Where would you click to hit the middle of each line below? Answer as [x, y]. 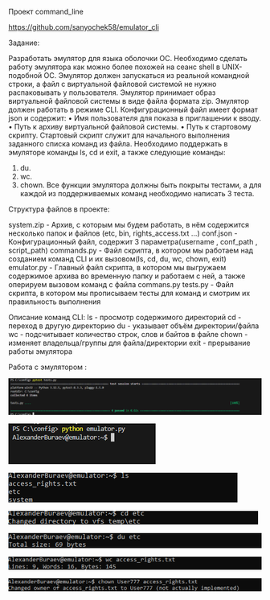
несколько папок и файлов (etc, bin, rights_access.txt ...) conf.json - [123, 233]
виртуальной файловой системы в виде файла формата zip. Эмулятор [129, 101]
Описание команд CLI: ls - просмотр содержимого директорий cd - [125, 317]
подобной [25, 75]
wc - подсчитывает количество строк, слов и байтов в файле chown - [128, 334]
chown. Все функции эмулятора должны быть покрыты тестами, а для [141, 185]
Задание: [24, 43]
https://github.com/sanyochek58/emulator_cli [84, 27]
